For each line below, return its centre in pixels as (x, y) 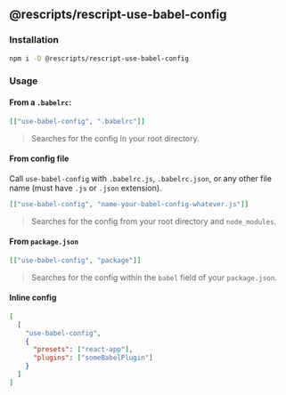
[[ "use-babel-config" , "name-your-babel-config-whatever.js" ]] (129, 204)
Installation (34, 40)
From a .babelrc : (41, 102)
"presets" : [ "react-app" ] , (83, 350)
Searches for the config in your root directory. (115, 138)
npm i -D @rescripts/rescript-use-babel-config (99, 58)
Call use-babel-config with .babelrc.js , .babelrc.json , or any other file (140, 178)
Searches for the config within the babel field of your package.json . (154, 277)
